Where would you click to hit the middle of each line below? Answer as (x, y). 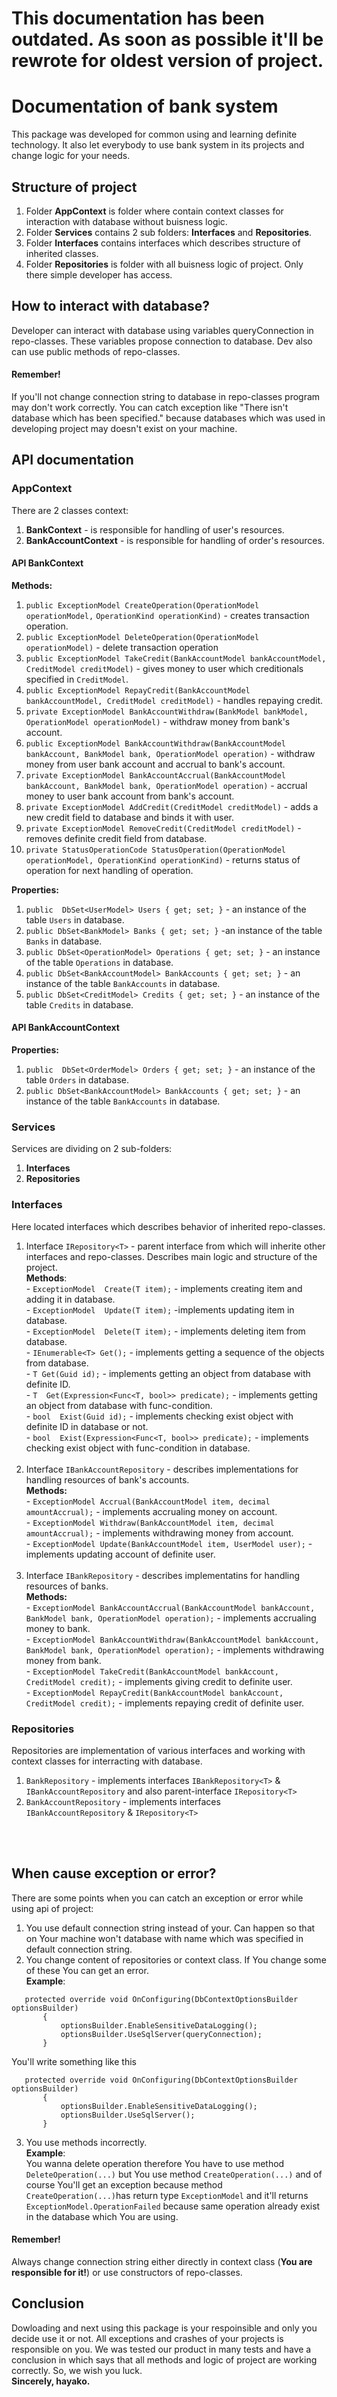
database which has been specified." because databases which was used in (168, 418)
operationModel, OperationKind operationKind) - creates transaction (167, 615)
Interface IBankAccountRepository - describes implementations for (162, 1469)
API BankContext (47, 563)
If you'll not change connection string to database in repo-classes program (166, 396)
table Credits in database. (79, 1004)
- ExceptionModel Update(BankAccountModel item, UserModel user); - (169, 1543)
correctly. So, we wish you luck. (77, 2370)
